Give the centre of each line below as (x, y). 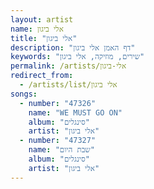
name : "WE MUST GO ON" (75, 112)
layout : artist (42, 19)
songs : (24, 94)
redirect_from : (42, 76)
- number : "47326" (58, 103)
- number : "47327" (58, 141)
